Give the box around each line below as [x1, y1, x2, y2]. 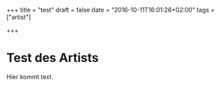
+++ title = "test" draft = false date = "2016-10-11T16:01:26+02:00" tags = [6, 6, 216, 14]
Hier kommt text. [6, 72, 54, 81]
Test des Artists [6, 51, 99, 66]
